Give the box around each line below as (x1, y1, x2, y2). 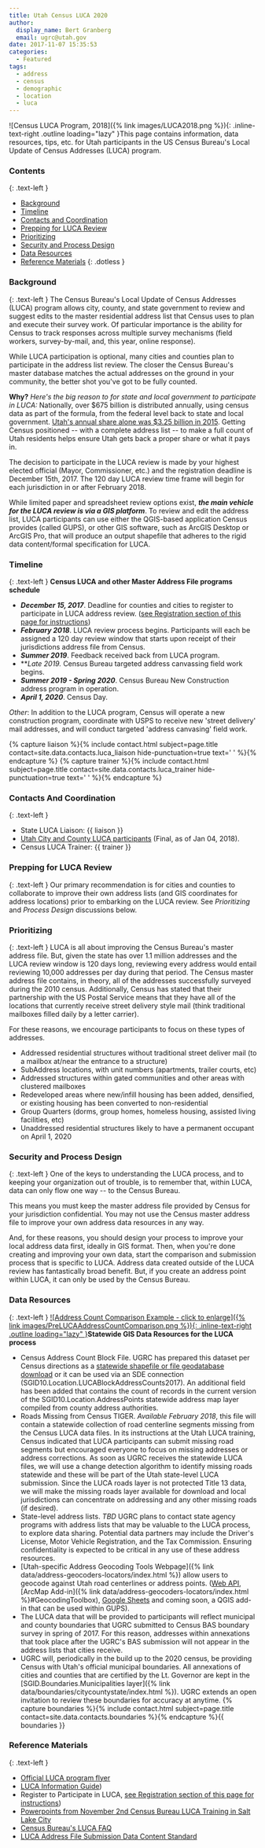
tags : (9, 63, 27, 71)
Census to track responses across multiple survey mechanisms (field (9, 328, 233, 337)
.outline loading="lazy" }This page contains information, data (41, 129, 239, 138)
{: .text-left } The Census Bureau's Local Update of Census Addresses (9, 294, 237, 304)
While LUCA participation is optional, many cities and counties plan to (9, 352, 234, 361)
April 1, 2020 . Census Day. (20, 693, 109, 702)
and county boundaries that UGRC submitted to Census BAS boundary (20, 1620, 250, 1629)
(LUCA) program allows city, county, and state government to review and (9, 303, 245, 312)
